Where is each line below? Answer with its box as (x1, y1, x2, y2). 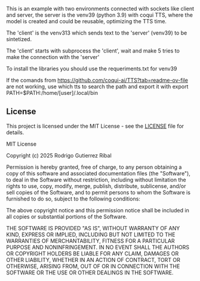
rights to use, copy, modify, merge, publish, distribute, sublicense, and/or (6, 182, 186, 190)
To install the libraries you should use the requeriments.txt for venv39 (6, 65, 177, 72)
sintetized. (6, 36, 32, 42)
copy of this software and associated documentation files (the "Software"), (6, 169, 191, 177)
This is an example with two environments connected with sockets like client (6, 5, 195, 12)
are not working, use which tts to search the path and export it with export (6, 83, 189, 90)
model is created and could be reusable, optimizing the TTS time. (6, 18, 167, 24)
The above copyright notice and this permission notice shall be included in (6, 206, 189, 214)
